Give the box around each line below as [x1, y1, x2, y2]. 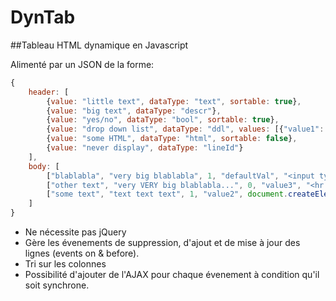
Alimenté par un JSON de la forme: [10, 58, 155, 70]
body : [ [28, 161, 60, 171]
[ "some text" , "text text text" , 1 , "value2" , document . [46, 189, 289, 200]
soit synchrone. [24, 279, 90, 291]
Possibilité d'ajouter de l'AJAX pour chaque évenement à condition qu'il [24, 269, 320, 281]
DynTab [10, 6, 76, 29]
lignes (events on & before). [24, 247, 140, 260]
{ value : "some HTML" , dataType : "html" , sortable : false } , [46, 134, 298, 144]
